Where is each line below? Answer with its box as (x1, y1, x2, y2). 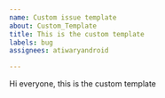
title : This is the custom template (9, 29, 145, 38)
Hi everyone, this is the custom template (9, 78, 157, 89)
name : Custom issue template (9, 12, 117, 22)
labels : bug (9, 37, 53, 47)
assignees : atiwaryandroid (9, 46, 109, 55)
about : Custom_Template (9, 21, 98, 30)
